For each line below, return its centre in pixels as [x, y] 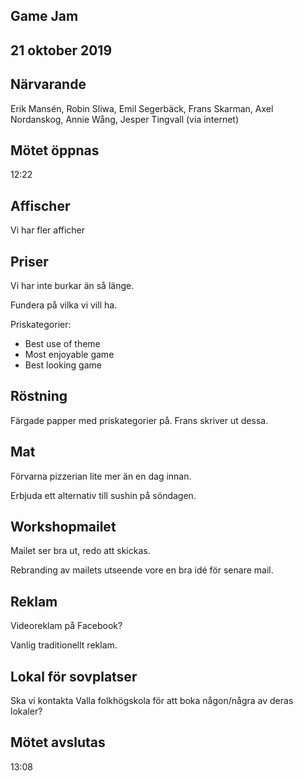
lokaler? [26, 711]
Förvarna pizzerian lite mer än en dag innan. [101, 476]
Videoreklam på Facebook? [66, 626]
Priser [29, 261]
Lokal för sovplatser [74, 676]
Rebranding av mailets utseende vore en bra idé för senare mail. [142, 570]
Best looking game [63, 365]
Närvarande [48, 84]
